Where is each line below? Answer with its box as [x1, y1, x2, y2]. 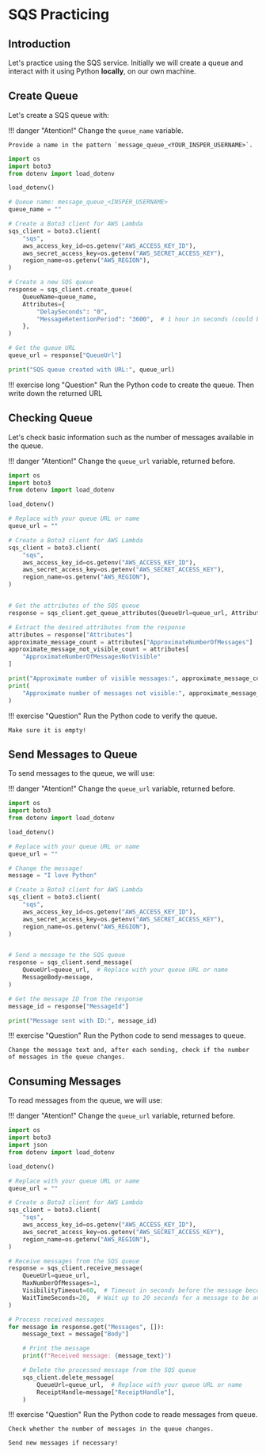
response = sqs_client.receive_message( [8, 1264, 144, 1272]
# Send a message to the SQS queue [8, 952, 126, 959]
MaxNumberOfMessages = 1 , [22, 1279, 101, 1287]
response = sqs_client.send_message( [8, 959, 133, 967]
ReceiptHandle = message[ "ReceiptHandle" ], [36, 1388, 176, 1396]
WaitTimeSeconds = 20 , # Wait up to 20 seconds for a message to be [22, 1294, 249, 1301]
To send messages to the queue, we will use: [8, 769, 155, 778]
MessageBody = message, [22, 974, 93, 982]
